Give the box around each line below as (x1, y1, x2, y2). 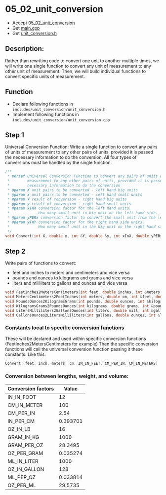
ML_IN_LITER (7, 458, 39, 465)
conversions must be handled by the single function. (5, 159, 112, 166)
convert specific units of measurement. (5, 73, 85, 79)
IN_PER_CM (7, 418, 35, 425)
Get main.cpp (12, 25, 40, 31)
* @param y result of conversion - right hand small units (7, 201, 132, 206)
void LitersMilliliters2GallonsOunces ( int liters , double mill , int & (5, 308, 154, 313)
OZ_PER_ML (7, 482, 36, 489)
